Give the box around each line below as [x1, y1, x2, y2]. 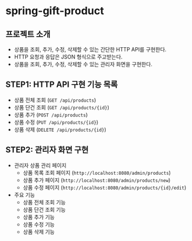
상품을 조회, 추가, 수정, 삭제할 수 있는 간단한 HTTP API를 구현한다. [14, 46, 167, 53]
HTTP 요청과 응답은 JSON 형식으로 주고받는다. [14, 53, 123, 60]
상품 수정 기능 [22, 220, 55, 228]
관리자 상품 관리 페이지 [14, 161, 67, 169]
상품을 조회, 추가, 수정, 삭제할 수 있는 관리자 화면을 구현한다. [14, 61, 153, 67]
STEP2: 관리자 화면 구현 [5, 145, 89, 155]
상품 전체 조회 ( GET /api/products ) [14, 96, 96, 103]
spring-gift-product [5, 4, 105, 18]
